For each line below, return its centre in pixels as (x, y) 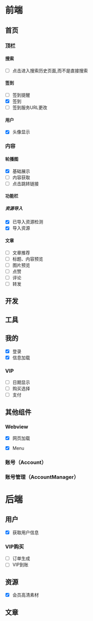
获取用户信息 (25, 532)
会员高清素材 (25, 595)
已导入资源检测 (28, 222)
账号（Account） (26, 462)
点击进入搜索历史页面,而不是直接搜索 (50, 70)
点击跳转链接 (25, 183)
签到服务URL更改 (30, 107)
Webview (17, 427)
